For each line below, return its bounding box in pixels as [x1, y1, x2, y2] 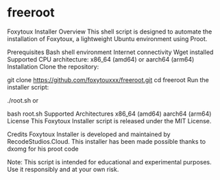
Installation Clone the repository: [7, 62, 99, 70]
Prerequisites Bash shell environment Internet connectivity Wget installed [7, 48, 214, 56]
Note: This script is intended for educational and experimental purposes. [7, 157, 212, 166]
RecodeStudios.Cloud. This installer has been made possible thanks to [7, 137, 206, 145]
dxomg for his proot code [7, 144, 79, 153]
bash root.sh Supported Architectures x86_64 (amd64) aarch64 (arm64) [7, 110, 212, 118]
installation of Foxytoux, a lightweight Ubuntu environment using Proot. [7, 34, 208, 42]
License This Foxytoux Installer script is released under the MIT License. [7, 116, 212, 125]
